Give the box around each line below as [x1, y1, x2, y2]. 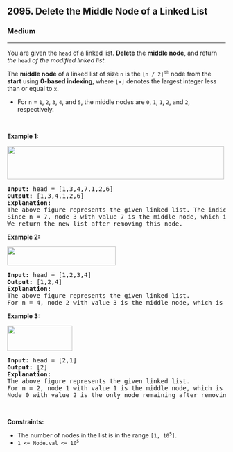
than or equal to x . [7, 84, 59, 92]
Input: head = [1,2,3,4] [7, 271, 92, 278]
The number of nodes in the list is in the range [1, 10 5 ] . [17, 430, 177, 440]
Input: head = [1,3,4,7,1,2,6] [7, 185, 114, 193]
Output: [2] [7, 363, 48, 371]
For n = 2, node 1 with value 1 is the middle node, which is [7, 384, 223, 392]
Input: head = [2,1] [7, 356, 78, 364]
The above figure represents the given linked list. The [7, 206, 205, 214]
